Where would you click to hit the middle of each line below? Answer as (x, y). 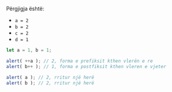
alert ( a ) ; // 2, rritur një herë (50, 77)
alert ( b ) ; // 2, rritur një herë (50, 83)
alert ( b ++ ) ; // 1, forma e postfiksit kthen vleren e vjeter (86, 66)
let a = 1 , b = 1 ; (29, 50)
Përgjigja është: (25, 9)
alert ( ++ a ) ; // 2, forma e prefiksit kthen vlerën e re (79, 61)
